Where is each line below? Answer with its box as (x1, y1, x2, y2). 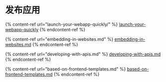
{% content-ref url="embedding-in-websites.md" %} (5, 36, 113, 42)
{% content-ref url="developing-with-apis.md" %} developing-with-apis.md (5, 51, 161, 57)
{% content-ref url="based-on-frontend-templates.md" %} (5, 66, 126, 72)
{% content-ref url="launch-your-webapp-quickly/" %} (5, 21, 118, 27)
